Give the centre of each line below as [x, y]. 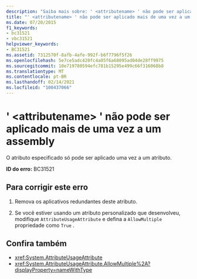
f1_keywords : [22, 28]
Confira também [37, 244]
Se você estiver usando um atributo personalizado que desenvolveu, [97, 213]
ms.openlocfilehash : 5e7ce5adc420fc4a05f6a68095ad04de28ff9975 [85, 60]
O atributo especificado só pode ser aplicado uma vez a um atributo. [89, 157]
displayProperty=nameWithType [53, 270]
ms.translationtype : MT [35, 71]
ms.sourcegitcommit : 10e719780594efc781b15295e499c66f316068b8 [85, 66]
